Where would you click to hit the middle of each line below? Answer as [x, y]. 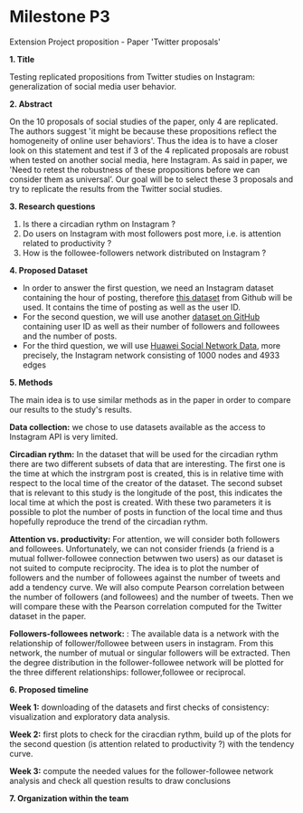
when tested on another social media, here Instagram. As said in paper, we [148, 159]
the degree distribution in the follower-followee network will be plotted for [147, 662]
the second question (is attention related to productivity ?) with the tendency [152, 743]
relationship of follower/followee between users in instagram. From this [142, 643]
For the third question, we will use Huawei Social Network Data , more [151, 345]
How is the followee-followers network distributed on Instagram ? [144, 253]
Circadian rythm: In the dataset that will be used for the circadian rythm [144, 454]
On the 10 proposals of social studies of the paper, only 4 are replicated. [144, 121]
